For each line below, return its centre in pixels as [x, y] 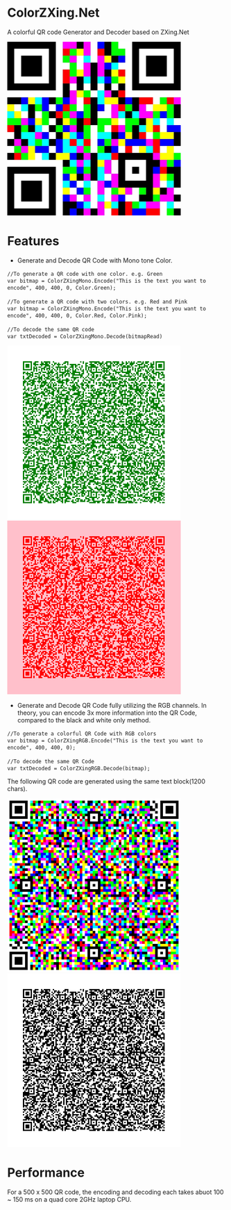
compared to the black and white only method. [84, 720]
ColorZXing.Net [53, 13]
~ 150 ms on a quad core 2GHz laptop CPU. [69, 1199]
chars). [17, 788]
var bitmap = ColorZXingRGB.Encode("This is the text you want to [105, 740]
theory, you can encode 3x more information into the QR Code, [107, 713]
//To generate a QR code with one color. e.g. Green [85, 274]
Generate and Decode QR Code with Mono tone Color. [95, 260]
